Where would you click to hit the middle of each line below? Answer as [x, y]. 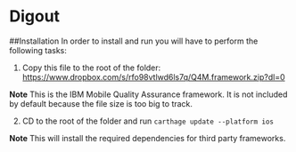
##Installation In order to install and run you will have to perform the [134, 41]
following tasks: [38, 50]
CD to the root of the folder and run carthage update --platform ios [148, 121]
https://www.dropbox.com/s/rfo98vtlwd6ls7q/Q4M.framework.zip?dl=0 [153, 76]
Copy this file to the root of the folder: [91, 68]
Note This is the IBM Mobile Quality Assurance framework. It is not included [148, 94]
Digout [35, 16]
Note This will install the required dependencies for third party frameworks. [148, 138]
